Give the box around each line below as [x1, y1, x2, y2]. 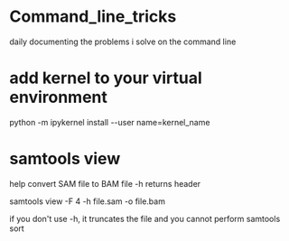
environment [9, 88, 108, 107]
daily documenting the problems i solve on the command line [9, 36, 237, 47]
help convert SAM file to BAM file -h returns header [9, 178, 201, 189]
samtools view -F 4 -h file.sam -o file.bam [9, 196, 165, 207]
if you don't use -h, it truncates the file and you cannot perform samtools [9, 213, 281, 224]
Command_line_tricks [9, 6, 177, 27]
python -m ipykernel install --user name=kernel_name [9, 116, 210, 127]
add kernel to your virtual [9, 68, 203, 88]
